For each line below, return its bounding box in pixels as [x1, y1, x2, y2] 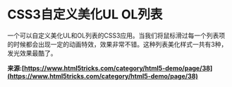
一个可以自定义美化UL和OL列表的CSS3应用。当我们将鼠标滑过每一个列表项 [7, 31, 226, 40]
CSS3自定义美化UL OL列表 [7, 6, 163, 23]
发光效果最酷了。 [7, 49, 57, 57]
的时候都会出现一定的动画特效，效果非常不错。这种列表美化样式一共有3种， [7, 40, 228, 48]
